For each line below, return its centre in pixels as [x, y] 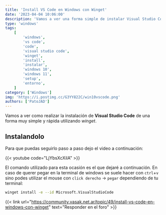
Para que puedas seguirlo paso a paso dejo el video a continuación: [74, 148]
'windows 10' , [37, 70]
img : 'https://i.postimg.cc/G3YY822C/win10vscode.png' [63, 97]
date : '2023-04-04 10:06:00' [35, 14]
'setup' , [32, 79]
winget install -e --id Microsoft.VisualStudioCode [59, 192]
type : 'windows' [22, 23]
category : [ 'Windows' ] [28, 92]
